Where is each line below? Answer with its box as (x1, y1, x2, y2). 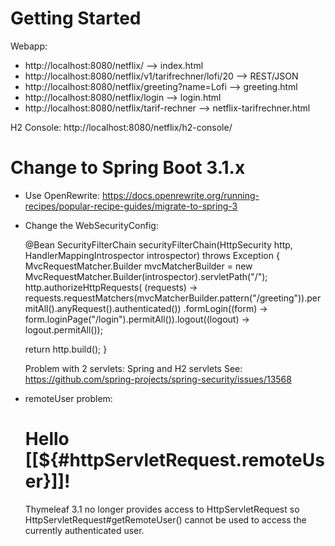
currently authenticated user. (24, 524, 145, 536)
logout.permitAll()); (24, 323, 103, 336)
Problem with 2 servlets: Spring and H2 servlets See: (24, 362, 243, 374)
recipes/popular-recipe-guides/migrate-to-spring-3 (24, 200, 238, 212)
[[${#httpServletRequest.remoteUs (24, 449, 325, 472)
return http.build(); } (24, 343, 108, 355)
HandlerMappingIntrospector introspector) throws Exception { (24, 249, 280, 261)
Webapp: (10, 40, 48, 52)
